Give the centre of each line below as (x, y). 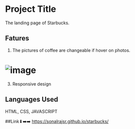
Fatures (17, 38)
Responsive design (32, 84)
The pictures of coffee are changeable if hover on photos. (71, 50)
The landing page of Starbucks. (37, 23)
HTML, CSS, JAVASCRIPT (31, 111)
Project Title (31, 9)
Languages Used (32, 100)
